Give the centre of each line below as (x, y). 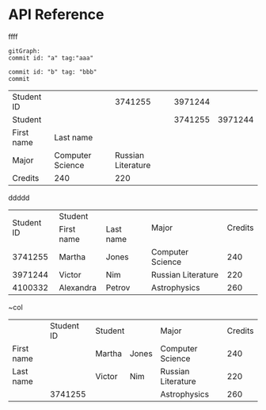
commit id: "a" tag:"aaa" (51, 58)
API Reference (56, 15)
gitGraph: (25, 51)
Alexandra (78, 287)
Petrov (118, 287)
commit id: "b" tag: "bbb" (53, 72)
